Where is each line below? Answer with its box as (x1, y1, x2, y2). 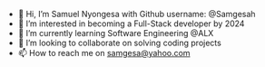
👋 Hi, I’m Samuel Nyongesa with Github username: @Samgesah (17, 9, 256, 19)
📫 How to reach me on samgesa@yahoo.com (17, 48, 191, 58)
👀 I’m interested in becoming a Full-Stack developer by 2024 (17, 18, 245, 29)
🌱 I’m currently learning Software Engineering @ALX (17, 28, 214, 38)
